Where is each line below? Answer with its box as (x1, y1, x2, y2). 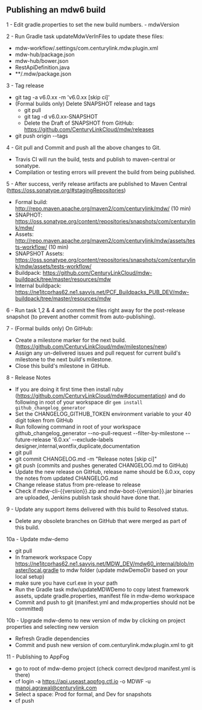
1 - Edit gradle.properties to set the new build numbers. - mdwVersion (6, 21, 180, 28)
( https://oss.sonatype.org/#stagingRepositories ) (6, 186, 126, 194)
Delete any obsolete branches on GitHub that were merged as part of (14, 517, 187, 524)
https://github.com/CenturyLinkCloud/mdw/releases (24, 125, 154, 133)
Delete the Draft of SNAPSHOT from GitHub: (24, 119, 134, 127)
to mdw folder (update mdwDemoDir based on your (60, 566, 188, 574)
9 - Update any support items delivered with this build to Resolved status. (6, 505, 189, 513)
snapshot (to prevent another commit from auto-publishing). (6, 313, 156, 320)
